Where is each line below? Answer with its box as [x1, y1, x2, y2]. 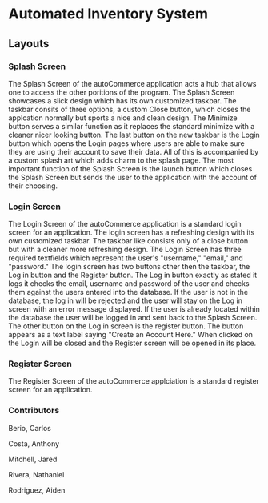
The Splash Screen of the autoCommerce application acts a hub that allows [8, 78, 257, 88]
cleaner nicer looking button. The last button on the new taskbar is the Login [8, 130, 260, 139]
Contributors [8, 405, 60, 416]
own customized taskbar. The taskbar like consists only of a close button [8, 236, 249, 246]
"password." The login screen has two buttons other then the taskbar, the [8, 262, 250, 272]
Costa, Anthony [8, 438, 60, 449]
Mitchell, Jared [8, 454, 58, 464]
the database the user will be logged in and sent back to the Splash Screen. [8, 313, 258, 323]
